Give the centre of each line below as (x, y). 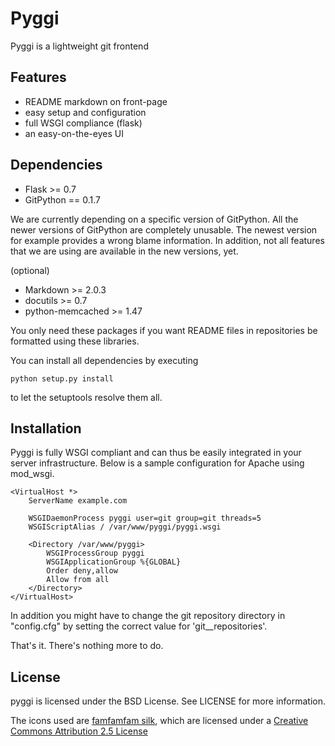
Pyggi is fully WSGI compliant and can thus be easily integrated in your (156, 453)
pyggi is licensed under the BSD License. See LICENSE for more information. (168, 701)
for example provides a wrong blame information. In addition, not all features (167, 240)
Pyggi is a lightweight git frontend (79, 46)
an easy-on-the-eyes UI (74, 133)
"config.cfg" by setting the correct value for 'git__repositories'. (139, 626)
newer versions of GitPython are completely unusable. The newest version (164, 229)
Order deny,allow (82, 571)
